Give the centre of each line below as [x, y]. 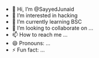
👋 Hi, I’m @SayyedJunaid [43, 9]
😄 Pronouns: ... [31, 43]
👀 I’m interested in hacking [45, 15]
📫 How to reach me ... [40, 35]
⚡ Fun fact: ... [28, 50]
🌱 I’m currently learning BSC [47, 22]
